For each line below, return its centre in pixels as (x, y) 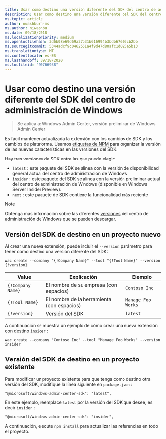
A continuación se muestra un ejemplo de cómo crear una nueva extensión (82, 325)
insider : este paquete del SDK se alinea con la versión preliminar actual (86, 179)
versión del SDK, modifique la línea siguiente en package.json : (69, 384)
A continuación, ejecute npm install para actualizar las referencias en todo (82, 426)
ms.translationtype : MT (30, 51)
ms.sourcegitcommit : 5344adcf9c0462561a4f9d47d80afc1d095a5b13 (72, 46)
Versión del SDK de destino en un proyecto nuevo (83, 234)
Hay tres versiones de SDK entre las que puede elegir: (60, 159)
